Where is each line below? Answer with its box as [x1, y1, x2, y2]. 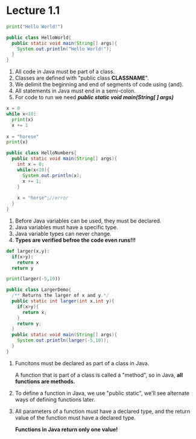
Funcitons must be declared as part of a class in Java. [14, 359, 150, 366]
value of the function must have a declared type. [14, 414, 136, 421]
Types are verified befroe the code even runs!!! [14, 236, 136, 244]
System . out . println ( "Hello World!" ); [17, 46, 112, 52]
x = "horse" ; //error [17, 195, 69, 201]
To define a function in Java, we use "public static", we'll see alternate [14, 389, 190, 397]
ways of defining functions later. [14, 395, 95, 403]
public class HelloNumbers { [6, 150, 77, 156]
